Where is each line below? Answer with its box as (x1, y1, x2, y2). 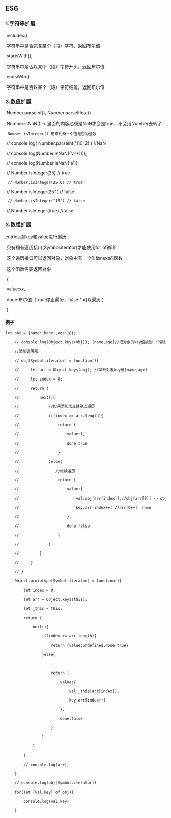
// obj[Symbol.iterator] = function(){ (14, 358, 99, 363)
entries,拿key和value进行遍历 (5, 233, 67, 240)
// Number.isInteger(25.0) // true (7, 180, 83, 185)
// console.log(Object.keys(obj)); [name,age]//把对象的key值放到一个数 (14, 340, 164, 345)
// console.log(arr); (23, 762, 70, 767)
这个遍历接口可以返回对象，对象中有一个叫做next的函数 (6, 255, 123, 261)
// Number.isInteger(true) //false (6, 207, 74, 213)
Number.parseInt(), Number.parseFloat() (6, 109, 91, 116)
